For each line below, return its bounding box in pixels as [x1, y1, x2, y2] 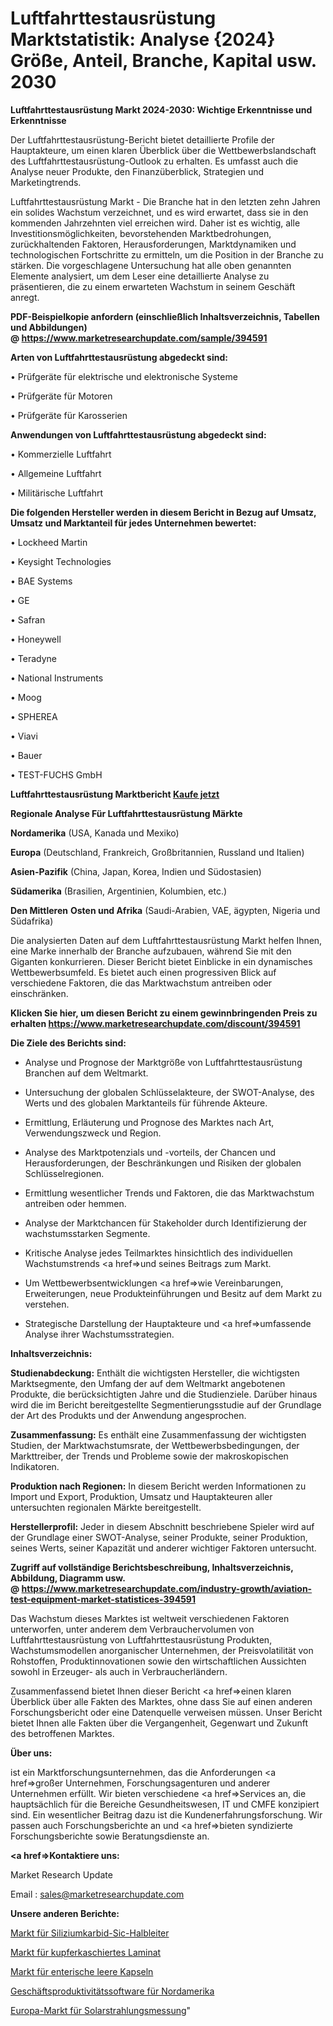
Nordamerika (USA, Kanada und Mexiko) [10, 827, 180, 839]
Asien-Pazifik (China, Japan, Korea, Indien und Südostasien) [10, 865, 262, 877]
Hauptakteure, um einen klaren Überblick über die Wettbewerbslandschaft [10, 144, 317, 156]
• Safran [10, 613, 46, 626]
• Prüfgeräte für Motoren [10, 390, 113, 402]
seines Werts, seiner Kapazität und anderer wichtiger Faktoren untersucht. [10, 1542, 317, 1554]
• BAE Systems [10, 575, 73, 587]
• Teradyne [10, 652, 57, 664]
